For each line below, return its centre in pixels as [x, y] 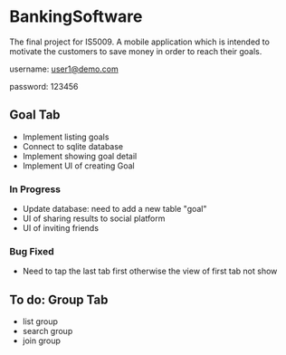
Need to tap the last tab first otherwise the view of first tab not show [150, 271]
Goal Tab [35, 115]
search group [48, 331]
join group [42, 341]
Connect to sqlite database [73, 146]
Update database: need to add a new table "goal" [114, 209]
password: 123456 [44, 86]
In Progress [35, 189]
